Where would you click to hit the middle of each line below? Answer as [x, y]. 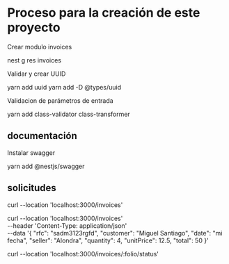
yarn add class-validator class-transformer [69, 114]
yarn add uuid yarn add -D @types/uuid [64, 87]
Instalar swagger [31, 152]
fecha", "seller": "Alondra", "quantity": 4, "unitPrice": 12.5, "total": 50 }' [108, 240]
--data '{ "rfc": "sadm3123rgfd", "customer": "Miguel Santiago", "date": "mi [115, 233]
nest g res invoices [34, 60]
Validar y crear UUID [37, 74]
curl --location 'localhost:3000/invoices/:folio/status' [83, 254]
